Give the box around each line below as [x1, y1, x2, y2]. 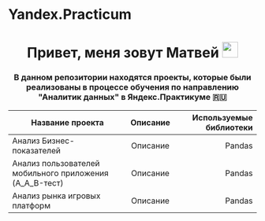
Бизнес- [42, 135, 75, 146]
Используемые [192, 112, 253, 123]
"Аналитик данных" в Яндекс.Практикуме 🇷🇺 [38, 92, 227, 103]
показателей [12, 145, 62, 156]
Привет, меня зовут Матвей [27, 44, 219, 62]
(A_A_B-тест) [12, 177, 64, 188]
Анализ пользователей [12, 157, 100, 168]
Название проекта [31, 116, 104, 127]
